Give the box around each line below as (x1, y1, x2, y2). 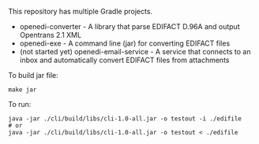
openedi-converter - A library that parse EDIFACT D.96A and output (19, 22, 240, 31)
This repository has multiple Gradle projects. (8, 7, 152, 16)
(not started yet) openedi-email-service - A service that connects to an (19, 47, 251, 56)
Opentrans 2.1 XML (19, 31, 81, 39)
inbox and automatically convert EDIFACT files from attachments (19, 55, 230, 65)
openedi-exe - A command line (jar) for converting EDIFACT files (19, 39, 231, 48)
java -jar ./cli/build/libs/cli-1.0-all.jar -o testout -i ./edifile (8, 115, 242, 123)
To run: (8, 100, 32, 109)
